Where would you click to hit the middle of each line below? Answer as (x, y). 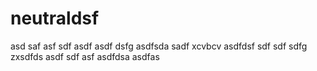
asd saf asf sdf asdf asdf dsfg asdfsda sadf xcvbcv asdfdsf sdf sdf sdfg (159, 46)
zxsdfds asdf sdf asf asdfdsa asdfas (85, 56)
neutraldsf (55, 18)
